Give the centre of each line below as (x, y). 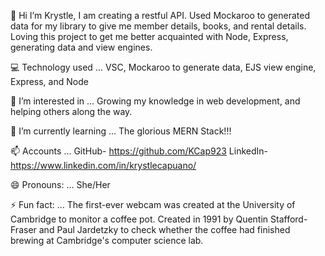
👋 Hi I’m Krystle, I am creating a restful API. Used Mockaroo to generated (160, 15)
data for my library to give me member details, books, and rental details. (158, 26)
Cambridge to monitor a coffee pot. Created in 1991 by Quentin (139, 219)
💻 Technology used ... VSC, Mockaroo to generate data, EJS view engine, (163, 67)
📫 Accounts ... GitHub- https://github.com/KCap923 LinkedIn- (139, 151)
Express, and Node (49, 81)
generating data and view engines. (81, 47)
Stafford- (289, 219)
